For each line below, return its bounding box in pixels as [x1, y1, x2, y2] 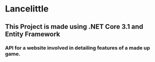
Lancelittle [5, 3, 49, 14]
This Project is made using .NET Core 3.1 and [5, 23, 144, 31]
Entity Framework [5, 30, 60, 38]
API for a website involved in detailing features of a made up [5, 44, 150, 51]
